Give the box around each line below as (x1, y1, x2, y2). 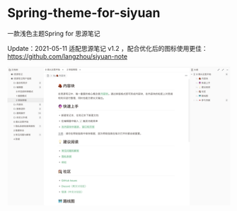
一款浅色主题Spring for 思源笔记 (7, 29, 100, 37)
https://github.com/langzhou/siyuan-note (7, 52, 128, 61)
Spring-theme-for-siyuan (7, 5, 161, 21)
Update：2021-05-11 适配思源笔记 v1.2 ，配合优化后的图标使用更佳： (7, 44, 208, 52)
